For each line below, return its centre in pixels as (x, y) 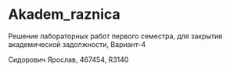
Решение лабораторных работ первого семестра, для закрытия (115, 36)
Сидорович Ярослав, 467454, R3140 (68, 59)
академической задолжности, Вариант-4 (77, 44)
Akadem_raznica (64, 14)
